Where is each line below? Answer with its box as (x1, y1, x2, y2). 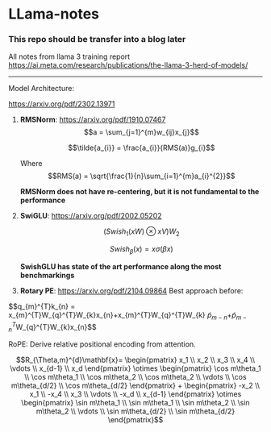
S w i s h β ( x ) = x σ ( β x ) (110, 244, 173, 256)
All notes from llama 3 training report (8, 52, 131, 61)
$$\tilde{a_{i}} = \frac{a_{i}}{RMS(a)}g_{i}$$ (68, 143, 215, 153)
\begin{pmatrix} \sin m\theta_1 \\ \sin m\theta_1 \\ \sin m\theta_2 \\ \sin (21, 398, 250, 408)
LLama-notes (8, 5, 99, 23)
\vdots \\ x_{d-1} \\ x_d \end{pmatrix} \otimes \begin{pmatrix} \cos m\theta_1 (10, 363, 261, 373)
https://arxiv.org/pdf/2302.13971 (8, 99, 115, 109)
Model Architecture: (8, 84, 75, 93)
